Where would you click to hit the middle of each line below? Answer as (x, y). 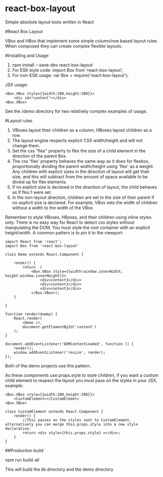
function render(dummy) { (31, 314)
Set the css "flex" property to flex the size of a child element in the (79, 151)
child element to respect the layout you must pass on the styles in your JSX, (81, 380)
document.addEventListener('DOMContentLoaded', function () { (69, 344)
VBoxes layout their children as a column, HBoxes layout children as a (82, 130)
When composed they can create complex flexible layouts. (64, 46)
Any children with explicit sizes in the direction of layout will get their (81, 172)
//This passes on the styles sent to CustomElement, (77, 420)
